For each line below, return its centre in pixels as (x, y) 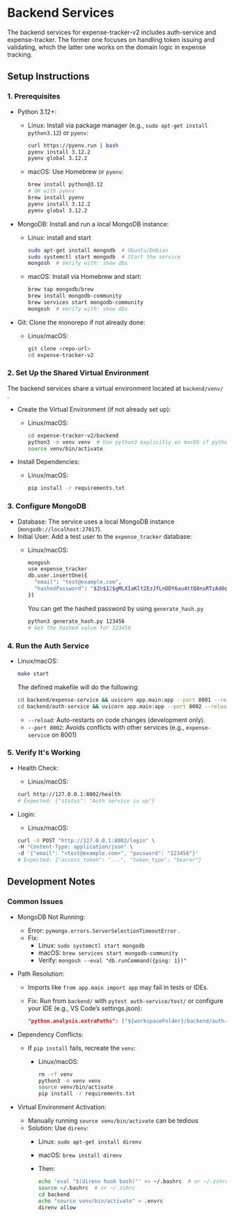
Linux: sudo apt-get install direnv (90, 1142)
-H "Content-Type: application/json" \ (75, 847)
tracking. (20, 55)
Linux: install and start (59, 237)
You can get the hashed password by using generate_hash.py (116, 608)
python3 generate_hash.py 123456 (76, 621)
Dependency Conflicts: (50, 1034)
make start (33, 674)
